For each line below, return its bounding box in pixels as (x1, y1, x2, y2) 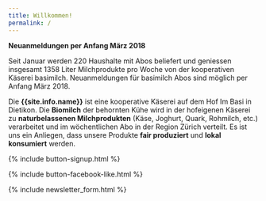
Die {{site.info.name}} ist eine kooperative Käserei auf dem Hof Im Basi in (8, 97, 252, 106)
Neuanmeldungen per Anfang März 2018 (8, 40, 146, 50)
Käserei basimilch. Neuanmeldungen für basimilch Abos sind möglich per (8, 73, 249, 82)
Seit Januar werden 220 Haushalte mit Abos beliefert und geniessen (8, 56, 232, 66)
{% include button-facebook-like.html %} (8, 169, 143, 179)
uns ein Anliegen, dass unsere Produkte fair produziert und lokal (8, 130, 222, 139)
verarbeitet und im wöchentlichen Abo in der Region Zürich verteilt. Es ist (8, 122, 248, 131)
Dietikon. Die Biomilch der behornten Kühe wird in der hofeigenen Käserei (8, 104, 251, 115)
